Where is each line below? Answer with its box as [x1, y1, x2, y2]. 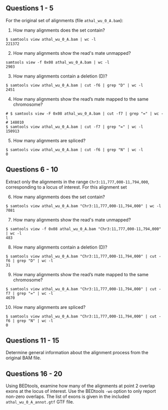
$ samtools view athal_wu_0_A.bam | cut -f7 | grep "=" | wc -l [6, 124, 143, 129]
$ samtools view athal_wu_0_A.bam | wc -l [6, 37, 96, 42]
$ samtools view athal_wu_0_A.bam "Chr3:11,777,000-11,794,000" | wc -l [6, 203, 161, 208]
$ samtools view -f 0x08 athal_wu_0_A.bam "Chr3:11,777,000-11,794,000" [6, 226, 161, 231]
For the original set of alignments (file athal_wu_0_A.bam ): [6, 17, 124, 23]
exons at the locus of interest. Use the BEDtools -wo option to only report [6, 388, 156, 394]
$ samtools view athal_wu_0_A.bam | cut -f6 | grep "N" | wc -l [6, 147, 143, 152]
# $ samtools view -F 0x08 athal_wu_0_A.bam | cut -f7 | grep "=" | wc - [6, 111, 164, 116]
